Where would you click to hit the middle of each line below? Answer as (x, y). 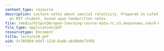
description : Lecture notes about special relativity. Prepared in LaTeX (82, 14)
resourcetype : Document (29, 32)
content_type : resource (29, 9)
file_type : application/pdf (34, 28)
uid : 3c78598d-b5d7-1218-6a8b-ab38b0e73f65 (50, 41)
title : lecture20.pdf (27, 37)
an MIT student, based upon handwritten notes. (59, 18)
